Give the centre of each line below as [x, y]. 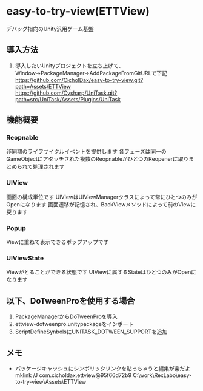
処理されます [48, 167]
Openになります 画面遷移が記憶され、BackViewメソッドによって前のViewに [101, 204]
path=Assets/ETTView [43, 86]
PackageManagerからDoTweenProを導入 [66, 316]
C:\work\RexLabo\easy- [162, 375]
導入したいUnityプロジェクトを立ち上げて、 [69, 66]
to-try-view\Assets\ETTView [51, 381]
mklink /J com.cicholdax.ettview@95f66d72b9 [73, 375]
